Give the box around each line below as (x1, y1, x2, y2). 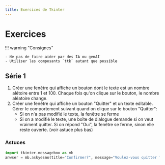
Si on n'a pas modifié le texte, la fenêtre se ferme (19, 111, 119, 117)
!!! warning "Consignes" (5, 45, 54, 51)
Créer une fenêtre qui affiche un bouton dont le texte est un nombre (12, 85, 150, 91)
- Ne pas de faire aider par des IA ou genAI (5, 54, 100, 59)
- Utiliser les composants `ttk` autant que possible (5, 59, 118, 64)
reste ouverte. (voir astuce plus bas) (19, 127, 93, 133)
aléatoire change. (12, 96, 48, 101)
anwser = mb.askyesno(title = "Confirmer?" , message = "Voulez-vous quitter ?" (5, 155, 164, 160)
